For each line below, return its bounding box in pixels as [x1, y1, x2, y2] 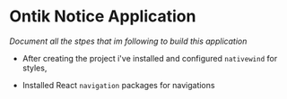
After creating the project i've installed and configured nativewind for [22, 53, 278, 63]
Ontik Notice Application [9, 6, 196, 27]
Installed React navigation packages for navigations [22, 79, 215, 90]
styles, [22, 62, 48, 73]
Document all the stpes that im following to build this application [9, 36, 248, 46]
